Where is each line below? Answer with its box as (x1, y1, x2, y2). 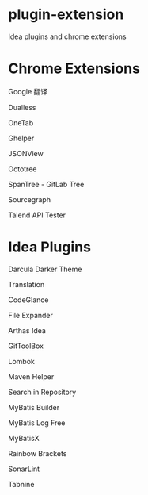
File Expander (8, 310, 54, 320)
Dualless (8, 102, 36, 112)
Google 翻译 (8, 86, 48, 96)
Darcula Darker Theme (8, 264, 82, 274)
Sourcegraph (8, 194, 51, 204)
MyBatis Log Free (8, 418, 66, 428)
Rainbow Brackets (8, 448, 67, 458)
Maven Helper (8, 371, 55, 382)
